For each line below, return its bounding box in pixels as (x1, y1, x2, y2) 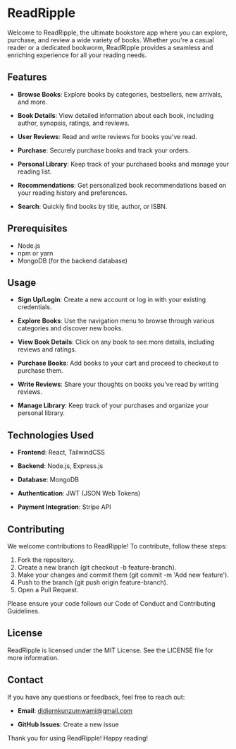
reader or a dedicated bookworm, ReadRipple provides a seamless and (7, 43, 213, 52)
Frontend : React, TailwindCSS (17, 448, 106, 457)
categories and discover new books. (17, 324, 123, 332)
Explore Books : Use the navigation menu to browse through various (17, 316, 215, 325)
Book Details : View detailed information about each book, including (17, 111, 214, 119)
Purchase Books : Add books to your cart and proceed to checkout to (17, 359, 219, 368)
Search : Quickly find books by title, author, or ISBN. (17, 202, 168, 210)
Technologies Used (7, 429, 94, 441)
